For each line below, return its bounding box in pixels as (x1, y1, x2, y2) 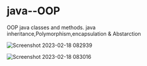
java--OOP (7, 4, 60, 18)
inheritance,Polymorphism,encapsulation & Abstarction (7, 30, 141, 37)
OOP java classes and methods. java (7, 24, 96, 31)
